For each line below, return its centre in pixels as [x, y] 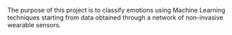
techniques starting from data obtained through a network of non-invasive [116, 17]
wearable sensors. [34, 25]
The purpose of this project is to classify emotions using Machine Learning [116, 10]
